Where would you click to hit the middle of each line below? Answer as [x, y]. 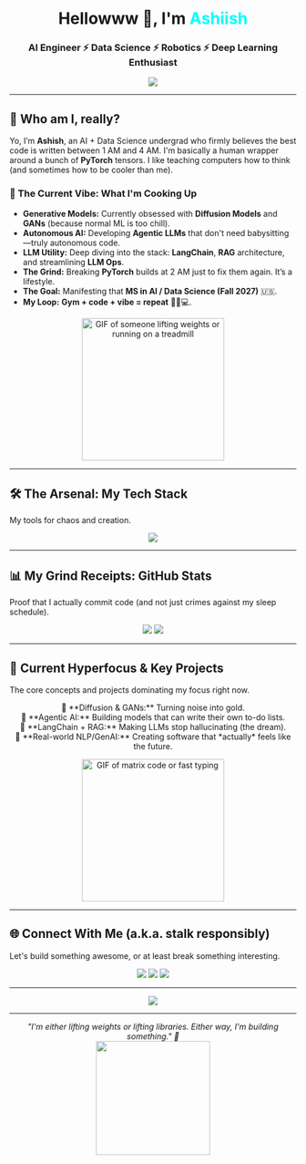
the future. [153, 747]
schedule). [30, 612]
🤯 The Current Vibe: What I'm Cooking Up [103, 193]
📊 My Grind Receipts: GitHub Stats [111, 576]
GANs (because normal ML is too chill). [96, 223]
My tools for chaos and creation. [71, 520]
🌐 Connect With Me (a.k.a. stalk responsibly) [140, 934]
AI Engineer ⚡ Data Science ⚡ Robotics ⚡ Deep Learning [153, 47]
